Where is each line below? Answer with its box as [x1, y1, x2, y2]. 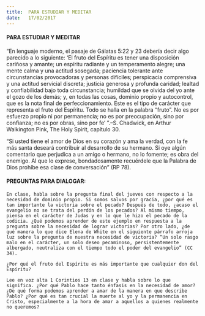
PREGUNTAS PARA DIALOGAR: [6, 177, 86, 185]
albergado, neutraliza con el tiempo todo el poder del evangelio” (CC [6, 245, 193, 251]
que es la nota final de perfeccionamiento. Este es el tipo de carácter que [6, 99, 192, 107]
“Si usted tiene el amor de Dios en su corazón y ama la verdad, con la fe [6, 137, 188, 145]
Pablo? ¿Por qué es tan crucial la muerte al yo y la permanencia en [6, 293, 188, 299]
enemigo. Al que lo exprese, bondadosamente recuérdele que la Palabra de [6, 157, 197, 164]
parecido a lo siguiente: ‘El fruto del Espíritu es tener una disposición [6, 53, 179, 61]
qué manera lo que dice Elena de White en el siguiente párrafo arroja [6, 228, 193, 235]
